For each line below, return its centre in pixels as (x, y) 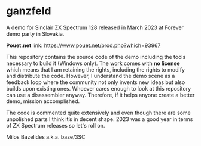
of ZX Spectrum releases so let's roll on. (56, 125)
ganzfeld (29, 11)
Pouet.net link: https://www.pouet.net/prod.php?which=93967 (83, 45)
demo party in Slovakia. (35, 33)
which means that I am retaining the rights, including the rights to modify (96, 69)
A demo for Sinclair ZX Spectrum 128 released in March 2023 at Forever (95, 27)
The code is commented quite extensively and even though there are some (99, 113)
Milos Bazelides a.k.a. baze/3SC (46, 137)
